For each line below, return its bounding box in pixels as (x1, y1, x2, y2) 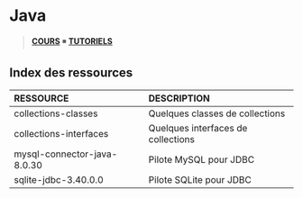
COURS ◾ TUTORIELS (31, 35, 113, 46)
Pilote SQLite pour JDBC (148, 173, 252, 185)
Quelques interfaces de (148, 121, 248, 134)
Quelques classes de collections (148, 107, 286, 120)
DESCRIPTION (148, 92, 210, 104)
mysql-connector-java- (14, 148, 118, 160)
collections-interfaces (14, 127, 109, 139)
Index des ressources (9, 65, 133, 81)
